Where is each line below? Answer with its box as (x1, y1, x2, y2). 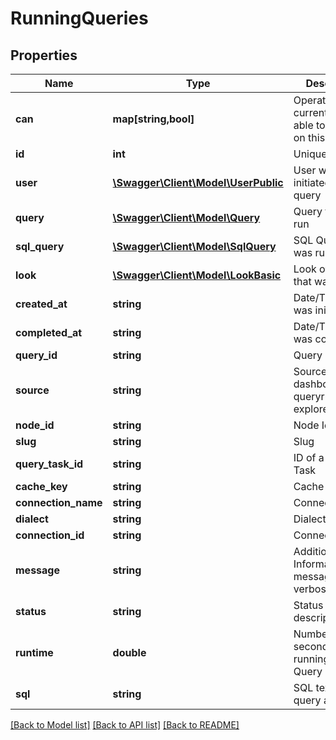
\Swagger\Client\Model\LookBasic (112, 268, 282, 282)
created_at (15, 297, 68, 311)
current (293, 106, 328, 119)
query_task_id (15, 457, 84, 471)
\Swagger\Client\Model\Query (112, 211, 261, 224)
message (15, 563, 60, 577)
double (112, 646, 147, 659)
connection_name (15, 496, 103, 509)
